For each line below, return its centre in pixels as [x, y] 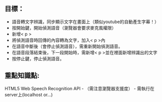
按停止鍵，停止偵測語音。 [38, 59]
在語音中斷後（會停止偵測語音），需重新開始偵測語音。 [67, 46]
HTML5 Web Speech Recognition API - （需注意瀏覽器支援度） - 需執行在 [80, 88]
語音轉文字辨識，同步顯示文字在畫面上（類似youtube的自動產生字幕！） [85, 22]
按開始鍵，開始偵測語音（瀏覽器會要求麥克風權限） [64, 28]
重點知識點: [22, 76]
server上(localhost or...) [29, 95]
